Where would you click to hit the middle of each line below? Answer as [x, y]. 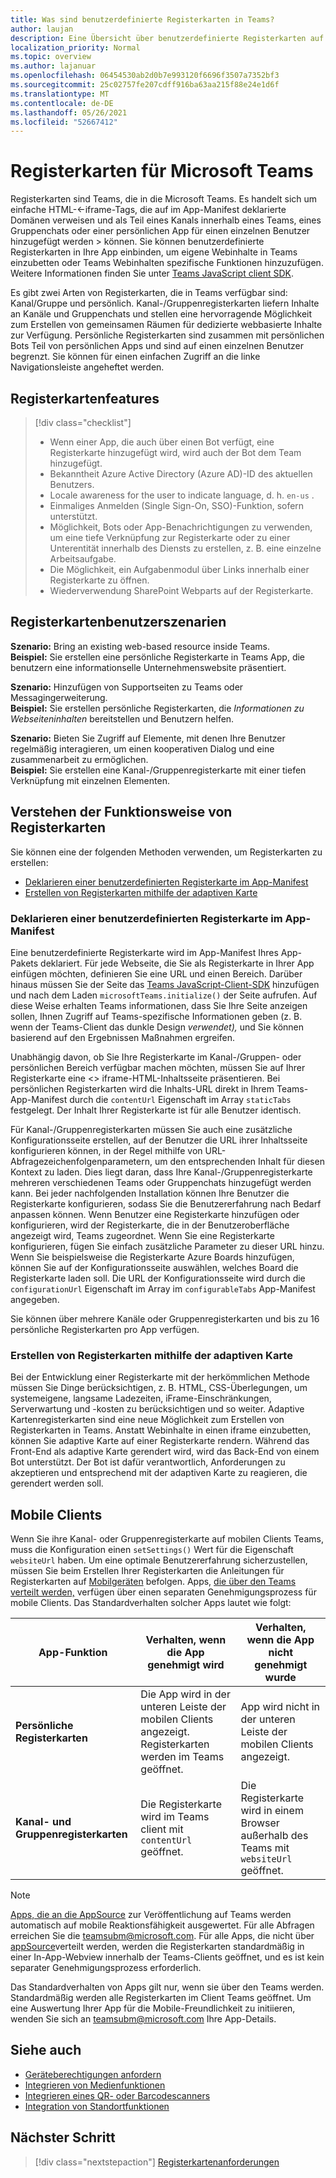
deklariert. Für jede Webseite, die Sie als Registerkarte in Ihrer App [177, 963]
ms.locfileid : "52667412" [64, 122]
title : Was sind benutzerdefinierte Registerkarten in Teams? [142, 19]
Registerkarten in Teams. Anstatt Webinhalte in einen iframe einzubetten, [161, 1430]
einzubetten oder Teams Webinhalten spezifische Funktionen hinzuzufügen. [167, 263]
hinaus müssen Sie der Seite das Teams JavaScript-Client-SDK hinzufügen [165, 984]
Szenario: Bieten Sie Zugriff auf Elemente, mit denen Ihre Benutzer [148, 738]
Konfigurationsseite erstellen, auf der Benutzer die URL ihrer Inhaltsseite [159, 1140]
